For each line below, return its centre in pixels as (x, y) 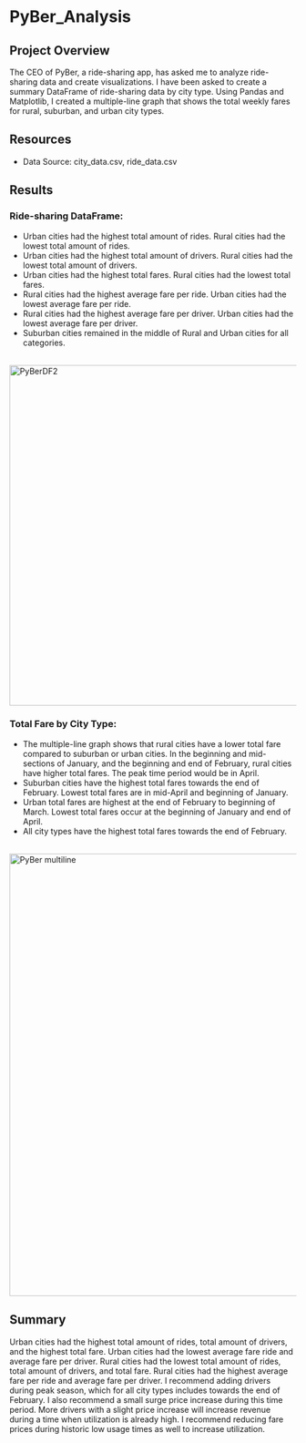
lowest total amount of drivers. (80, 265)
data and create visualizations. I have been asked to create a (153, 82)
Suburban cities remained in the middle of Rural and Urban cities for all (155, 333)
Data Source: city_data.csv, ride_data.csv (100, 161)
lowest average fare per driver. (80, 323)
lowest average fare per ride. (77, 303)
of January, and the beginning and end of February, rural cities (174, 763)
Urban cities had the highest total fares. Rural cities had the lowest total (157, 274)
